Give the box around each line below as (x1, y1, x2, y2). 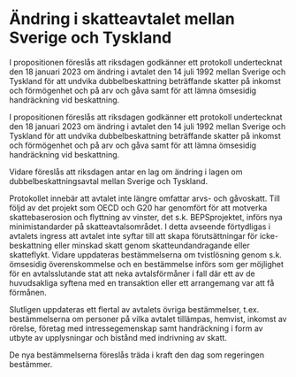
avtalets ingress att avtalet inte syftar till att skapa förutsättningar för (9, 230, 258, 241)
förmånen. (9, 287, 47, 297)
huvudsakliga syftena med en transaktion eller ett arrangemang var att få (9, 277, 275, 288)
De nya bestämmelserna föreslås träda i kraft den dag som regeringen (9, 350, 265, 360)
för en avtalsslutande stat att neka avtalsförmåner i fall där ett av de (9, 268, 255, 279)
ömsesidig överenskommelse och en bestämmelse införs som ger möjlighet (9, 258, 285, 269)
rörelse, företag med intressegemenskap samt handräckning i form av (9, 323, 263, 334)
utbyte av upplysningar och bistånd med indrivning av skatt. (9, 332, 228, 342)
